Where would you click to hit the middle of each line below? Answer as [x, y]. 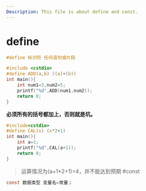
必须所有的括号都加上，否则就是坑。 [51, 114]
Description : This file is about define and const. [72, 12]
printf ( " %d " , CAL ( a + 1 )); [47, 148]
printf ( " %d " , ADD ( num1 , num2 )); [55, 91]
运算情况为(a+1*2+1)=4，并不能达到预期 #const [80, 171]
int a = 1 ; [28, 142]
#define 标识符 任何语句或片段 [41, 58]
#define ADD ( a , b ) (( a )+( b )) [41, 74]
